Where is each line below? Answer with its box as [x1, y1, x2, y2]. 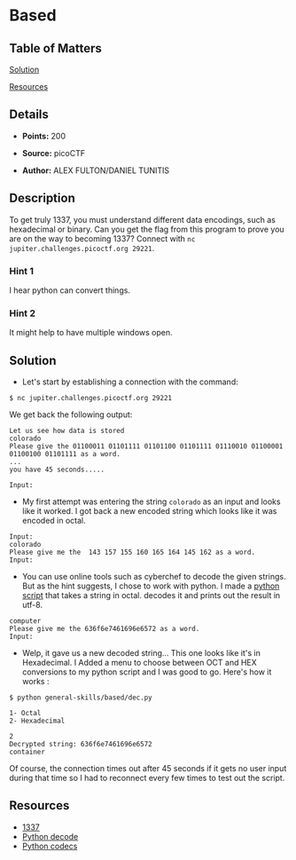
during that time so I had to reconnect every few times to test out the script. [9, 773, 285, 784]
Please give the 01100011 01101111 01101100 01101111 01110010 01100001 [9, 442, 284, 451]
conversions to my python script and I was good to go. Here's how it [21, 667, 272, 677]
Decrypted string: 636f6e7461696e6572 [9, 740, 152, 749]
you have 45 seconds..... [9, 465, 105, 475]
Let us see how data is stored [9, 427, 125, 436]
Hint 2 [9, 307, 36, 320]
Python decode [21, 831, 79, 841]
